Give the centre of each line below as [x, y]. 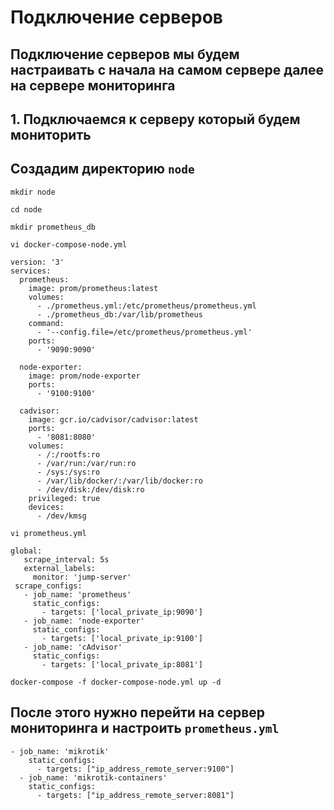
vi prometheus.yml [48, 533]
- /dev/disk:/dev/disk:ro [90, 489]
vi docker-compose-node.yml [69, 244]
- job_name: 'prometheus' [77, 594]
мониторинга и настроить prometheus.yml [145, 728]
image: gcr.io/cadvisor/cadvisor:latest [113, 419]
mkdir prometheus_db [53, 227]
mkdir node [33, 192]
